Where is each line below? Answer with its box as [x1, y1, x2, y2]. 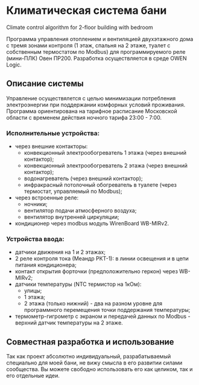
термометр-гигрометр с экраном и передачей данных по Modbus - [14, 312, 191, 320]
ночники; [24, 201, 48, 208]
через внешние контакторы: [14, 143, 88, 150]
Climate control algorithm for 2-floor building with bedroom [6, 24, 154, 31]
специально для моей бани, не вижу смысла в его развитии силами [6, 359, 183, 366]
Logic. [6, 61, 22, 68]
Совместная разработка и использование [6, 337, 174, 347]
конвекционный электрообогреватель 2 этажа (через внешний [24, 162, 188, 169]
